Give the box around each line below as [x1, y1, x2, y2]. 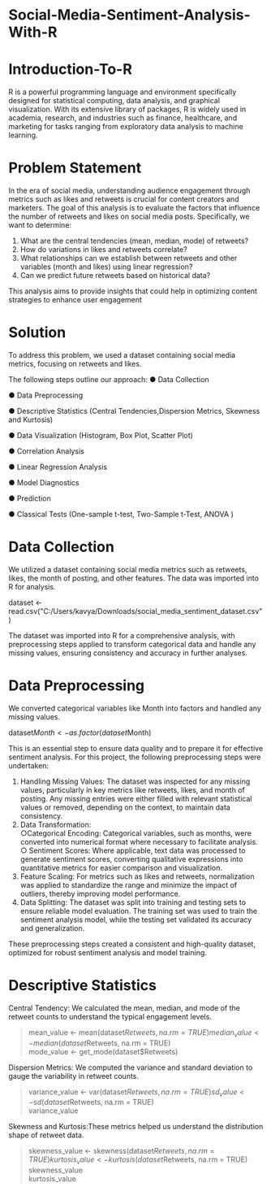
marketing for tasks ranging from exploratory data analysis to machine [8, 122, 243, 132]
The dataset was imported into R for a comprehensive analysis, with [8, 630, 235, 640]
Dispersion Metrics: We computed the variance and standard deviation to [8, 1063, 253, 1072]
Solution [8, 324, 67, 342]
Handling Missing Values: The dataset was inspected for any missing [19, 776, 251, 786]
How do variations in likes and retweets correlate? [19, 245, 188, 254]
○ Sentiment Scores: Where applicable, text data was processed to [19, 845, 246, 855]
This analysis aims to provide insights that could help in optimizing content [8, 286, 258, 296]
